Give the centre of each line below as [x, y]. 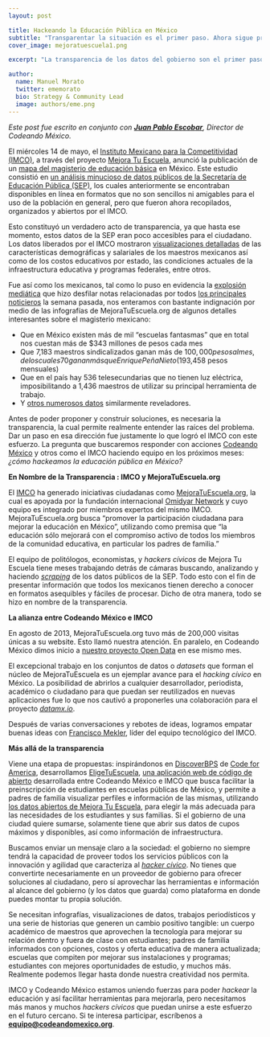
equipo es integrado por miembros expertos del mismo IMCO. [110, 509]
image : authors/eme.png [55, 104]
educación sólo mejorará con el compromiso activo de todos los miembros [132, 535]
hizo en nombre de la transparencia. [68, 602]
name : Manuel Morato [50, 82]
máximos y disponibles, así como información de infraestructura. [116, 832]
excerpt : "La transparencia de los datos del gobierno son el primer [127, 60]
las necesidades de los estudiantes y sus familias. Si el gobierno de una [127, 815]
